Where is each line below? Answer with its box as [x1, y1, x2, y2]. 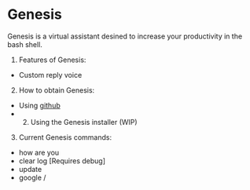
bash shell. [7, 39, 42, 49]
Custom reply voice [18, 70, 83, 79]
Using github [18, 100, 61, 110]
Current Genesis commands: [18, 132, 112, 142]
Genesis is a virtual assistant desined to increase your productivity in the [7, 31, 243, 41]
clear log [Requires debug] [18, 155, 105, 166]
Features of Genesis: [18, 55, 86, 64]
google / [18, 173, 46, 182]
